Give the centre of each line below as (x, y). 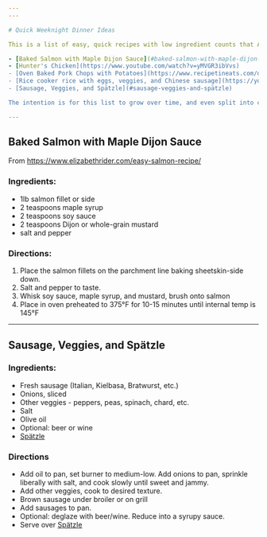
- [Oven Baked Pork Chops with (60, 74)
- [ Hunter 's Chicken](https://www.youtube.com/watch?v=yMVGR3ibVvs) (124, 66)
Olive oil (33, 419)
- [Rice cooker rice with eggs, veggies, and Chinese (99, 81)
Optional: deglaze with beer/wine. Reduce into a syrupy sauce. (122, 516)
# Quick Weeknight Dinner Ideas (62, 30)
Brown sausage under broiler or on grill (84, 500)
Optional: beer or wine (56, 427)
